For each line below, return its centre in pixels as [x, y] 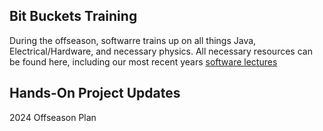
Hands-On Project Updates [95, 93]
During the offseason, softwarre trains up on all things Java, [133, 40]
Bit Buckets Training [73, 16]
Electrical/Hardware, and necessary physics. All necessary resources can [161, 51]
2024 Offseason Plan [53, 117]
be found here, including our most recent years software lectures [143, 61]
